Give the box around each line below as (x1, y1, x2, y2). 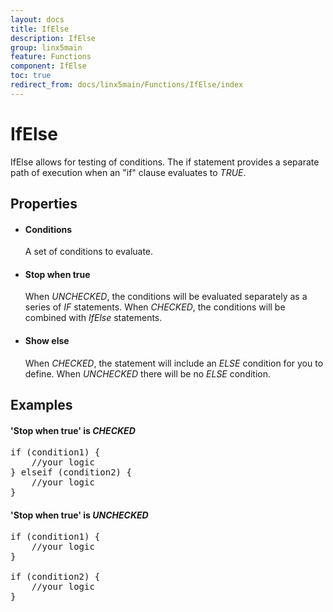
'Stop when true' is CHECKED (10, 424, 136, 436)
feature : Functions (10, 52, 92, 62)
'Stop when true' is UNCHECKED (10, 509, 149, 521)
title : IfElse (10, 24, 70, 34)
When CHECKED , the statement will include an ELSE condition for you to (24, 357, 324, 369)
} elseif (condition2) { (10, 467, 132, 478)
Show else (24, 335, 70, 347)
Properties (10, 196, 78, 213)
